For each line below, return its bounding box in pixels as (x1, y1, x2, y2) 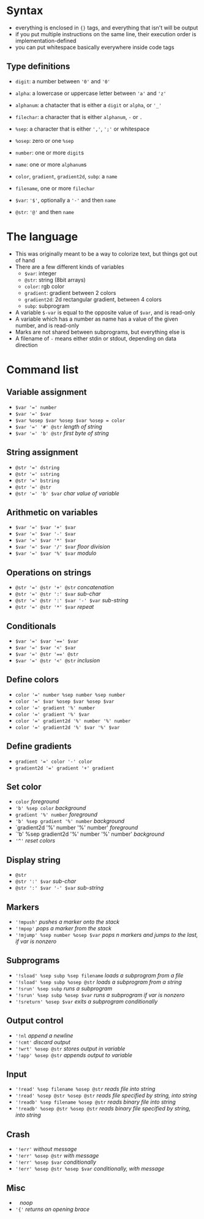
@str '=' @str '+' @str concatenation (15, 584, 115, 591)
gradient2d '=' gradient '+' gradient (15, 765, 115, 771)
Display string (6, 855, 61, 865)
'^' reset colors (15, 837, 56, 844)
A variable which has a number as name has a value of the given (15, 315, 178, 323)
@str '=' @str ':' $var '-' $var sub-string (15, 597, 129, 604)
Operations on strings (6, 567, 92, 578)
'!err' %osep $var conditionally (15, 1158, 97, 1166)
